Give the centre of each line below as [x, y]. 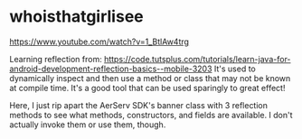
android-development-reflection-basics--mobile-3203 [111, 69]
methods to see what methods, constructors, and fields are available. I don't [151, 115]
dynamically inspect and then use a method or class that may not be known [150, 78]
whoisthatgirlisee [77, 17]
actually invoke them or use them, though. [88, 125]
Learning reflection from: [56, 59]
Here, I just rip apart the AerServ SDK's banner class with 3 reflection [139, 105]
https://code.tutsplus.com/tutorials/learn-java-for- [197, 59]
